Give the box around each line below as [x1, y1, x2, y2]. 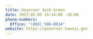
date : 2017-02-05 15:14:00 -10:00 [5, 12, 79, 17]
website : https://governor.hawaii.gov [5, 26, 88, 31]
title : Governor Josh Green [5, 7, 65, 13]
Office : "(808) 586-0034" [10, 21, 65, 27]
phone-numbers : [5, 17, 38, 22]
